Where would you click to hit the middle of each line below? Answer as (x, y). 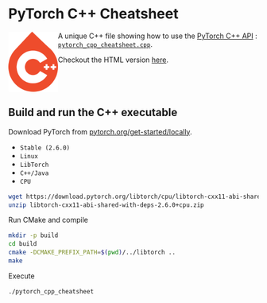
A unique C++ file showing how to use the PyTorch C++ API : (158, 36)
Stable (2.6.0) (45, 148)
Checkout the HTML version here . (114, 60)
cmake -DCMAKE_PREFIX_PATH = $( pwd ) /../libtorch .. (92, 252)
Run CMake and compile (48, 220)
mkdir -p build (33, 235)
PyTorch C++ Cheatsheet (93, 14)
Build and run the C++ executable (93, 113)
